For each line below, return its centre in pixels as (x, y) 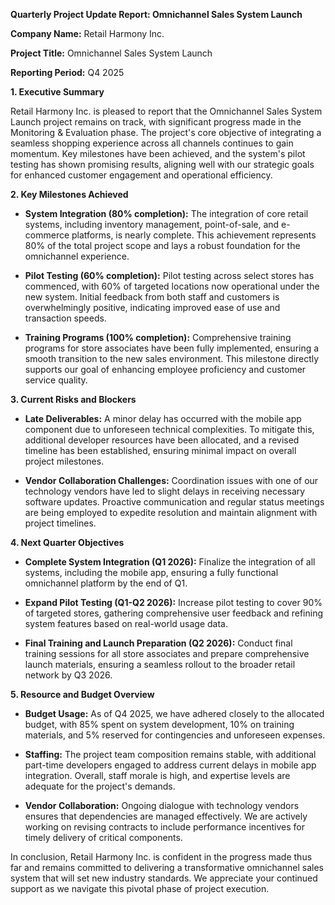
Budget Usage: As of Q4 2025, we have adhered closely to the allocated (174, 713)
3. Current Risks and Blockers (73, 399)
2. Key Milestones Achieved (69, 194)
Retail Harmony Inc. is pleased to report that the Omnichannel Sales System (166, 111)
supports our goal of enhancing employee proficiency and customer (165, 369)
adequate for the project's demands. (100, 786)
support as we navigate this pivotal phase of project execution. (140, 888)
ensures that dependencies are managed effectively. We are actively (166, 816)
